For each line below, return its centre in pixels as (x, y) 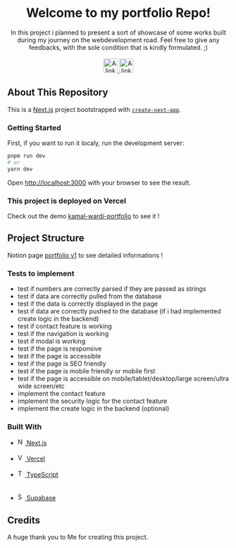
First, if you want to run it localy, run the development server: (96, 143)
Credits (24, 520)
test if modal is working (51, 341)
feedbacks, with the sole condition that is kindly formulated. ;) (118, 47)
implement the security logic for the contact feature (92, 401)
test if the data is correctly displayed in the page (88, 304)
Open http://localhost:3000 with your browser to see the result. (99, 182)
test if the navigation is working (63, 334)
